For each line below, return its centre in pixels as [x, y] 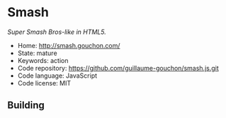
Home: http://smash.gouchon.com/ [69, 45]
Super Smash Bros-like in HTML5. [57, 32]
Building [26, 106]
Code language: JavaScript [57, 76]
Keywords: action [43, 60]
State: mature [38, 53]
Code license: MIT [44, 83]
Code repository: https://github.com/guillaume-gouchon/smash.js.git [118, 68]
